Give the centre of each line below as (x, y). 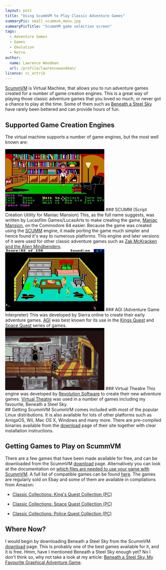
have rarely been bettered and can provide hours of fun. (62, 109)
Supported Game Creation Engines (60, 125)
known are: (17, 142)
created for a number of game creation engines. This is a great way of (77, 93)
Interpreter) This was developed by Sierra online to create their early (75, 315)
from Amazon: (20, 485)
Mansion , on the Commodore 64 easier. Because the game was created (79, 225)
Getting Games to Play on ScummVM (63, 447)
